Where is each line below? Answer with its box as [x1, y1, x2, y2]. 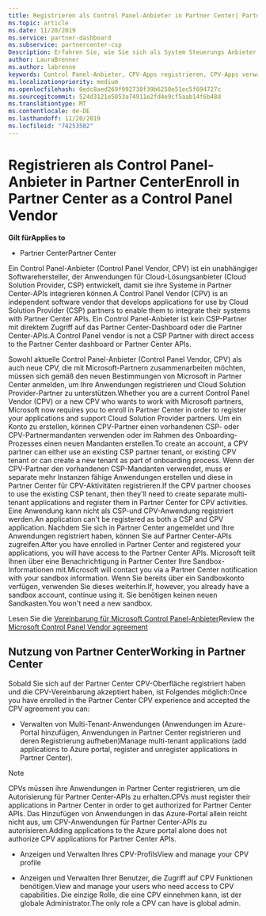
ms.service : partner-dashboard [8, 33, 112, 42]
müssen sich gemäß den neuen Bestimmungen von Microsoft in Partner [8, 371, 242, 381]
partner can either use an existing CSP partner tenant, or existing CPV [8, 447, 237, 456]
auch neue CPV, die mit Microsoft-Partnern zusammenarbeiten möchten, [8, 363, 245, 372]
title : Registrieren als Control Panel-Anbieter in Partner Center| [8, 11, 239, 20]
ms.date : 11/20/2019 [8, 26, 77, 34]
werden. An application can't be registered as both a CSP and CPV [8, 514, 224, 523]
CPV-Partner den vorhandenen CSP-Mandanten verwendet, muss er [8, 464, 232, 473]
